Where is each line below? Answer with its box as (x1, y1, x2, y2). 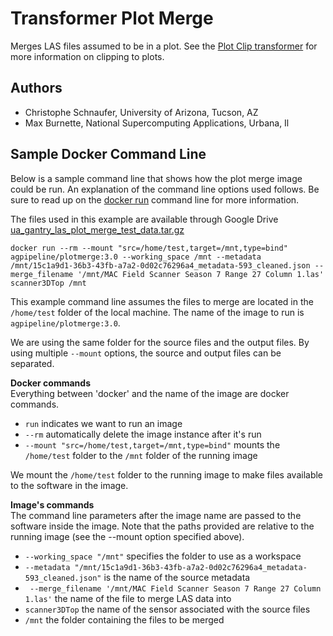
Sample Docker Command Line (10, 146, 207, 163)
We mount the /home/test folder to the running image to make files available (10, 468, 324, 481)
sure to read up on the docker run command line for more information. (10, 193, 300, 206)
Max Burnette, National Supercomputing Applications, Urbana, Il (24, 117, 290, 129)
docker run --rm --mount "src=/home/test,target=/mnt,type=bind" (10, 243, 288, 253)
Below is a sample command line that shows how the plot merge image (10, 172, 303, 184)
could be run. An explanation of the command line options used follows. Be (10, 183, 320, 195)
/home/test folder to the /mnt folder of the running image (24, 449, 258, 461)
